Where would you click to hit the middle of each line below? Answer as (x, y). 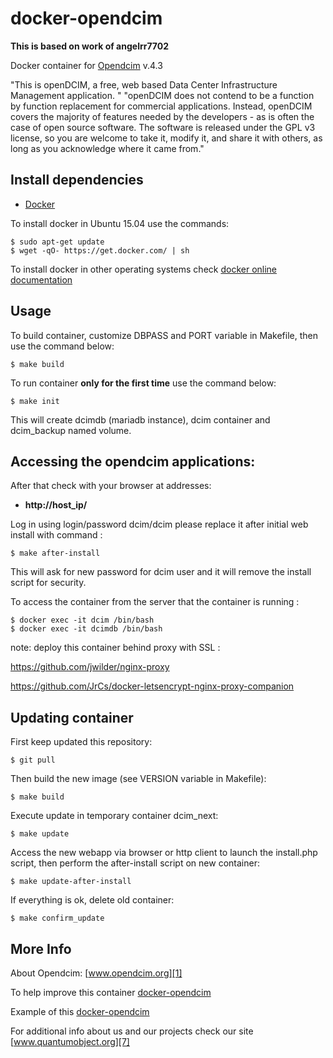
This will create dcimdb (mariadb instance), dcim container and (140, 419)
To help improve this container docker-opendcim (111, 992)
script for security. (48, 583)
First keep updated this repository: (81, 742)
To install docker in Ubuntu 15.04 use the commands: (120, 223)
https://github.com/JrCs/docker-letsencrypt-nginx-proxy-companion (152, 686)
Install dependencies (77, 180)
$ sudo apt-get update (57, 242)
